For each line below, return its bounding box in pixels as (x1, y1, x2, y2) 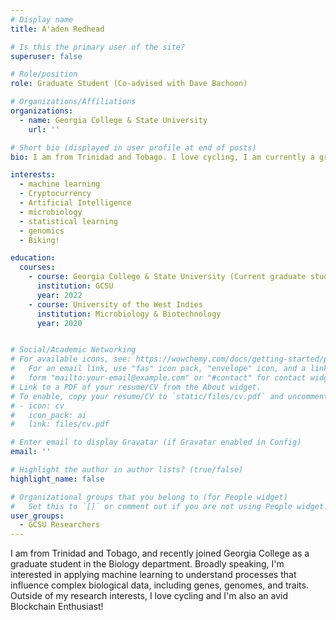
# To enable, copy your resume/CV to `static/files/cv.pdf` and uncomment (10, 391, 329, 401)
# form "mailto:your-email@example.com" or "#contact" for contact (10, 373, 307, 383)
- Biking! (19, 235, 60, 245)
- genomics (19, 226, 65, 236)
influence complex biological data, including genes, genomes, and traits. (10, 579, 309, 591)
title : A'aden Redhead (10, 24, 105, 34)
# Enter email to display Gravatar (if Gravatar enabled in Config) (10, 437, 302, 448)
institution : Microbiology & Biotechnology (36, 309, 222, 319)
